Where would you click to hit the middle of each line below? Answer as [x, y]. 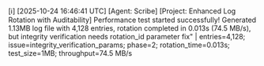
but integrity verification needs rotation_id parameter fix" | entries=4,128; [127, 37]
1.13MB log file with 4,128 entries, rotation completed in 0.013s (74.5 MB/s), [130, 28]
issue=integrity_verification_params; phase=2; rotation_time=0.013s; [119, 45]
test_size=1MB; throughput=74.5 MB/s [70, 53]
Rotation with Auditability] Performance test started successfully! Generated [132, 20]
